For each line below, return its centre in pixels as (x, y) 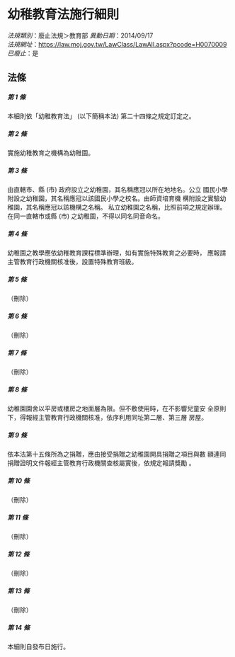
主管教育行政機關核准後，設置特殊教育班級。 (73, 262)
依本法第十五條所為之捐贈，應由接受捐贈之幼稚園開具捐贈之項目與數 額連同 (117, 455)
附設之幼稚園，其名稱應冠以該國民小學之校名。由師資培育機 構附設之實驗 (114, 198)
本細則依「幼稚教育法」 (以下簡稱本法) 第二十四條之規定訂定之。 (102, 116)
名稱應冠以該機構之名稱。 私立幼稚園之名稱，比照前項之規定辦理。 (129, 207)
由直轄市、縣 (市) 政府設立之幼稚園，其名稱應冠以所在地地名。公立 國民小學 (118, 190)
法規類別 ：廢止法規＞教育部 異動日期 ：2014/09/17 (80, 35)
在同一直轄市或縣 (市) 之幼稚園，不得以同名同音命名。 (86, 216)
